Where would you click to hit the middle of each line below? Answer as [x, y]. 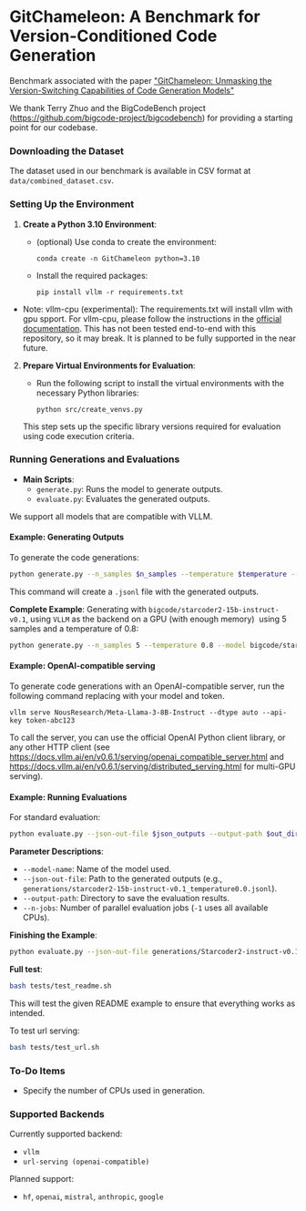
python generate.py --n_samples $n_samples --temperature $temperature [148, 575]
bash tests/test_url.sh [55, 1047]
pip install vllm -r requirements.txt [110, 292]
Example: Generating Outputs [67, 537]
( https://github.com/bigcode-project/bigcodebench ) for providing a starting [151, 118]
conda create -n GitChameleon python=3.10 [118, 258]
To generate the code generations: [74, 558]
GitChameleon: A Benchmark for [135, 17]
